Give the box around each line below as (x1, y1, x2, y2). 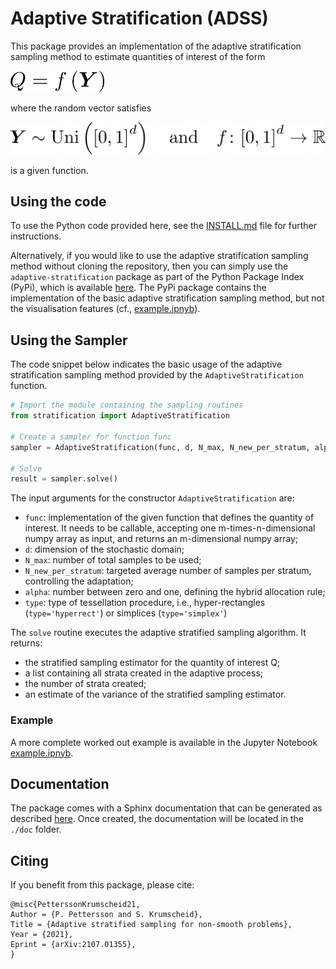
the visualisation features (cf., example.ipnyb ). (10, 303, 201, 315)
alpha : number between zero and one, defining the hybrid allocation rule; (24, 586, 326, 598)
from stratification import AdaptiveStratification (10, 411, 230, 421)
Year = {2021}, (10, 930, 74, 940)
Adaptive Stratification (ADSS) (10, 7, 269, 30)
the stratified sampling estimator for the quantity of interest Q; (24, 657, 281, 669)
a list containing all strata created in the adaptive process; (24, 667, 264, 679)
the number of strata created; (24, 678, 147, 690)
